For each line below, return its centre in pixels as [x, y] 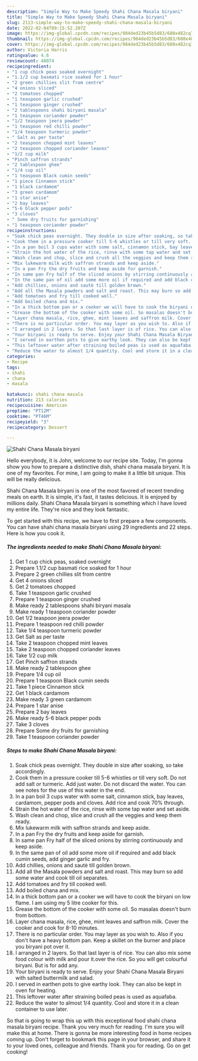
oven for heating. [36, 990]
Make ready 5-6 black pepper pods [58, 718]
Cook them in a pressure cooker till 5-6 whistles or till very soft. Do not [101, 778]
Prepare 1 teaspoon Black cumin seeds [62, 681]
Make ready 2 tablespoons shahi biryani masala [73, 606]
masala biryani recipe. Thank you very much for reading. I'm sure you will [95, 1027]
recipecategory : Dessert [37, 427]
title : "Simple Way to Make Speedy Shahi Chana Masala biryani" [87, 17]
